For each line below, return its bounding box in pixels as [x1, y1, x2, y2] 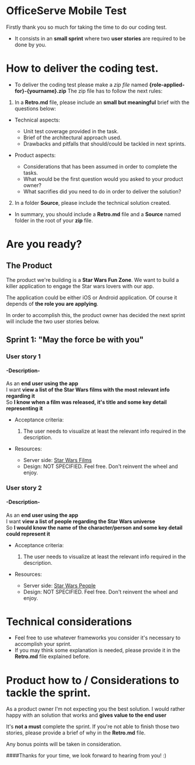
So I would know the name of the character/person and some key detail [6, 524, 183, 531]
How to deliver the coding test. [6, 62, 159, 75]
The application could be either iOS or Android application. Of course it [6, 294, 177, 301]
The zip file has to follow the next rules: [67, 87, 163, 95]
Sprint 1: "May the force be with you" [6, 335, 144, 345]
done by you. [14, 41, 47, 48]
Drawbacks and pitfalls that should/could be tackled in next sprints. [23, 140, 186, 147]
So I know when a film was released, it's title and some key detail [6, 399, 167, 406]
